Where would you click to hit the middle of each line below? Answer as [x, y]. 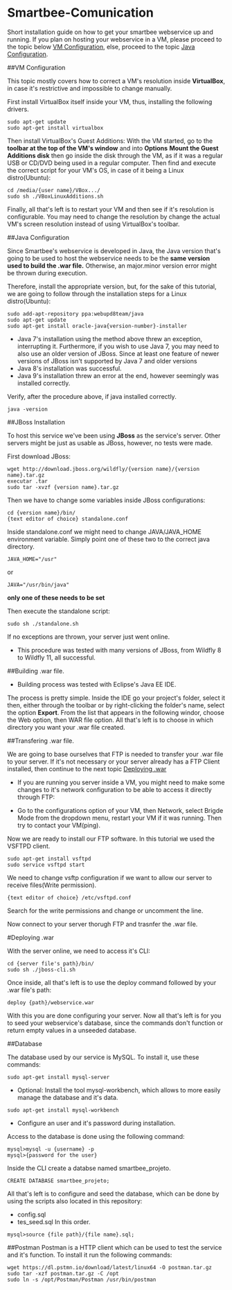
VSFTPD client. [29, 846]
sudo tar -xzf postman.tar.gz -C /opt [63, 1273]
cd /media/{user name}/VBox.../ [54, 190]
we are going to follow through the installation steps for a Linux [97, 293]
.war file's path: [29, 990]
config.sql [32, 1214]
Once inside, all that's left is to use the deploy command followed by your [112, 982]
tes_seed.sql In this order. [54, 1221]
